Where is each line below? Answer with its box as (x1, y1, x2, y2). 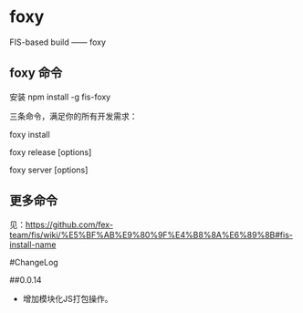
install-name (9, 239, 57, 250)
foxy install (9, 129, 50, 140)
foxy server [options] (9, 164, 89, 175)
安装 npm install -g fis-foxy (9, 91, 111, 102)
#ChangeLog (9, 256, 59, 267)
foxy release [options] (9, 146, 92, 157)
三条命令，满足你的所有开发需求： (9, 110, 138, 121)
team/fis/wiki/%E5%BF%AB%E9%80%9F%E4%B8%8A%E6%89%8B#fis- (9, 229, 294, 240)
